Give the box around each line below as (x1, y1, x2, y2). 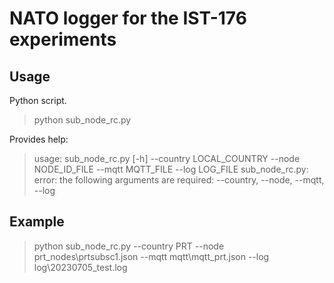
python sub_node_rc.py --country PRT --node (33, 240, 225, 252)
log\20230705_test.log (33, 261, 128, 273)
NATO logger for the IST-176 (9, 7, 247, 30)
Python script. (9, 95, 67, 106)
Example (9, 213, 65, 231)
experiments (9, 28, 117, 51)
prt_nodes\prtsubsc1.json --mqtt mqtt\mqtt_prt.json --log (33, 250, 270, 262)
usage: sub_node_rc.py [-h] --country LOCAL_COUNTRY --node (33, 153, 301, 164)
